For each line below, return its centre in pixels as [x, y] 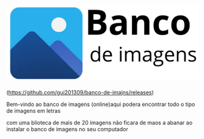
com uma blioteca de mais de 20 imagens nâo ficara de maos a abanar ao [100, 122]
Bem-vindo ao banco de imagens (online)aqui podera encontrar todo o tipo [101, 104]
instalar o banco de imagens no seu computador [67, 129]
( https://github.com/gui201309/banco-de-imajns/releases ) [80, 92]
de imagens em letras [34, 111]
